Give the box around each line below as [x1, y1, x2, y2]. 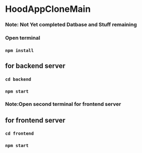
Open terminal [5, 35, 41, 42]
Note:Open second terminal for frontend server [5, 101, 121, 107]
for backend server [5, 62, 66, 70]
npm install [5, 48, 34, 53]
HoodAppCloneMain [5, 3, 91, 15]
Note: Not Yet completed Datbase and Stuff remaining [5, 21, 137, 28]
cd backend [5, 77, 31, 82]
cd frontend [5, 131, 34, 137]
